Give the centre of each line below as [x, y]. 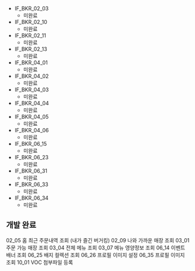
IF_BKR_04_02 [32, 76]
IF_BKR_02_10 [31, 22]
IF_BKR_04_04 [32, 103]
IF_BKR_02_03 [32, 8]
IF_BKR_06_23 [31, 157]
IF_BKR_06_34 [31, 198]
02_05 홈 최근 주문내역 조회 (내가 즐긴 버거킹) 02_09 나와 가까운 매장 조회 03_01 [98, 240]
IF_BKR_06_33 [31, 184]
